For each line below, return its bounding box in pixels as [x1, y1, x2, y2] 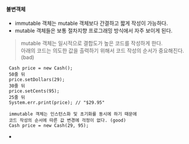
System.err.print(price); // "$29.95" [8, 100, 105, 106]
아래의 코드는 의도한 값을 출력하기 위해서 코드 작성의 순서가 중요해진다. [20, 47, 184, 55]
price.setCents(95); [8, 88, 60, 94]
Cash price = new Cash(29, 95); [8, 123, 89, 129]
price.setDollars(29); [8, 77, 65, 83]
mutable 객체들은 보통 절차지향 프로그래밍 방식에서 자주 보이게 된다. [14, 27, 173, 34]
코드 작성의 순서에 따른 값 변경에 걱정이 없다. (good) [8, 117, 127, 124]
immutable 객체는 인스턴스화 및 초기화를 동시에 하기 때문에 [8, 111, 137, 117]
